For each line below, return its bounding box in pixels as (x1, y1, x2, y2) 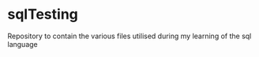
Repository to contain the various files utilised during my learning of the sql (7, 31, 252, 41)
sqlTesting (7, 5, 78, 23)
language (7, 39, 38, 48)
